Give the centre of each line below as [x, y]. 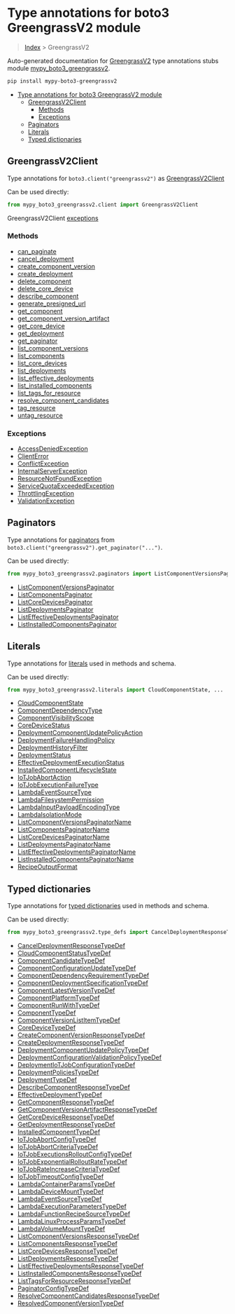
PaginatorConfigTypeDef [53, 1289]
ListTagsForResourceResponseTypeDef [74, 1281]
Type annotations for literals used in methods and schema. [92, 663]
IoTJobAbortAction [44, 778]
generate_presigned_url [51, 304]
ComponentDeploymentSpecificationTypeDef [83, 983]
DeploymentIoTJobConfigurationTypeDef [76, 1065]
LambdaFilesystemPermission [60, 800]
